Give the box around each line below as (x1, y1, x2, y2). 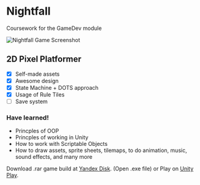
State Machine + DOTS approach (15, 84, 99, 91)
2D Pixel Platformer (6, 54, 81, 65)
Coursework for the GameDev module (6, 24, 102, 32)
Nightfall (6, 4, 51, 18)
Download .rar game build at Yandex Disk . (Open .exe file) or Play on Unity (6, 165, 194, 172)
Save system (15, 98, 48, 105)
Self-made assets (15, 70, 60, 78)
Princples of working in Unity (15, 134, 89, 141)
